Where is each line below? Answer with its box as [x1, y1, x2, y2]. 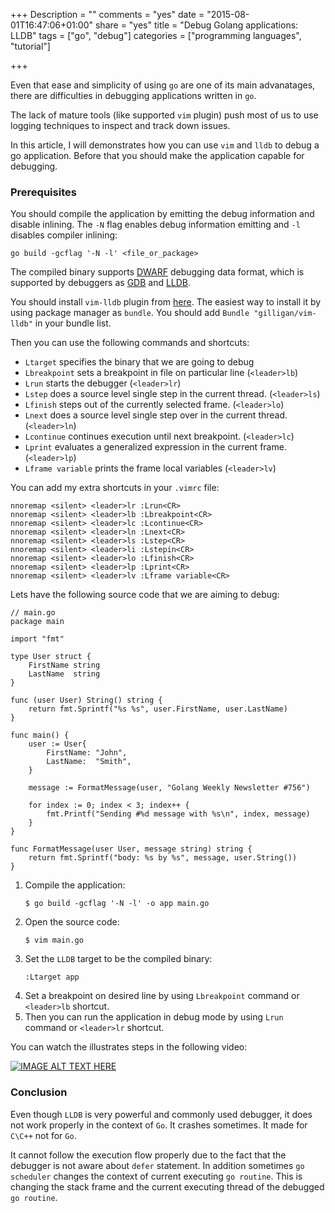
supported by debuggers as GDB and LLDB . [10, 277, 192, 289]
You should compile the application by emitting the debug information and [10, 208, 315, 220]
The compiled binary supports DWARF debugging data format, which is [10, 266, 305, 278]
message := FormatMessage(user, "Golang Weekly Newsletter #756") [28, 783, 311, 793]
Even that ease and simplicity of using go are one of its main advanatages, [10, 79, 316, 91]
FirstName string [28, 660, 101, 671]
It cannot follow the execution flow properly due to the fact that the [10, 1149, 287, 1161]
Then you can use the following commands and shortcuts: [10, 337, 250, 349]
